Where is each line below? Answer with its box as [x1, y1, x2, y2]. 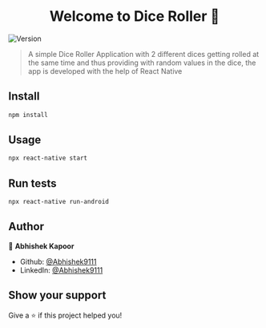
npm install [8, 111, 48, 119]
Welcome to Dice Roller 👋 [49, 7, 220, 26]
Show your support [8, 289, 107, 302]
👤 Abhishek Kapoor [8, 241, 75, 251]
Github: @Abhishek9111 [19, 257, 98, 266]
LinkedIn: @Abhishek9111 [19, 265, 103, 275]
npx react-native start [8, 154, 88, 163]
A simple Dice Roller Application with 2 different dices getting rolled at [27, 49, 260, 59]
